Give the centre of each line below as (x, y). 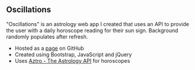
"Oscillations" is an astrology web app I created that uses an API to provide (98, 24)
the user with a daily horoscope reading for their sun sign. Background (92, 30)
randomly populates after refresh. (47, 36)
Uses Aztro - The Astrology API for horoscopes (72, 61)
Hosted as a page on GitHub (49, 48)
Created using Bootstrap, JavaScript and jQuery (73, 54)
